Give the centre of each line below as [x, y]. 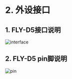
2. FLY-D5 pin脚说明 [36, 59]
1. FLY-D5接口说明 [33, 30]
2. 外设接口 [28, 10]
